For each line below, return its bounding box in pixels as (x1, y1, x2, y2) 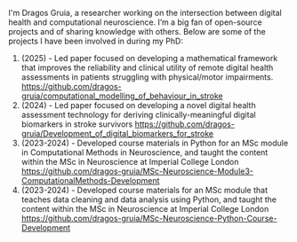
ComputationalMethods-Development (20, 176, 160, 185)
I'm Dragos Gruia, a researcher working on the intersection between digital (8, 8, 282, 18)
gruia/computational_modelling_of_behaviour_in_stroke (20, 90, 223, 101)
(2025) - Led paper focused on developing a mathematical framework (20, 53, 278, 63)
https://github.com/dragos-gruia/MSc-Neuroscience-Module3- (20, 166, 254, 176)
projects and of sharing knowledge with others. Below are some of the (8, 27, 266, 36)
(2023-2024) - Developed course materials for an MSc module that (20, 185, 269, 195)
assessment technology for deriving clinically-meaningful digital (20, 110, 256, 120)
